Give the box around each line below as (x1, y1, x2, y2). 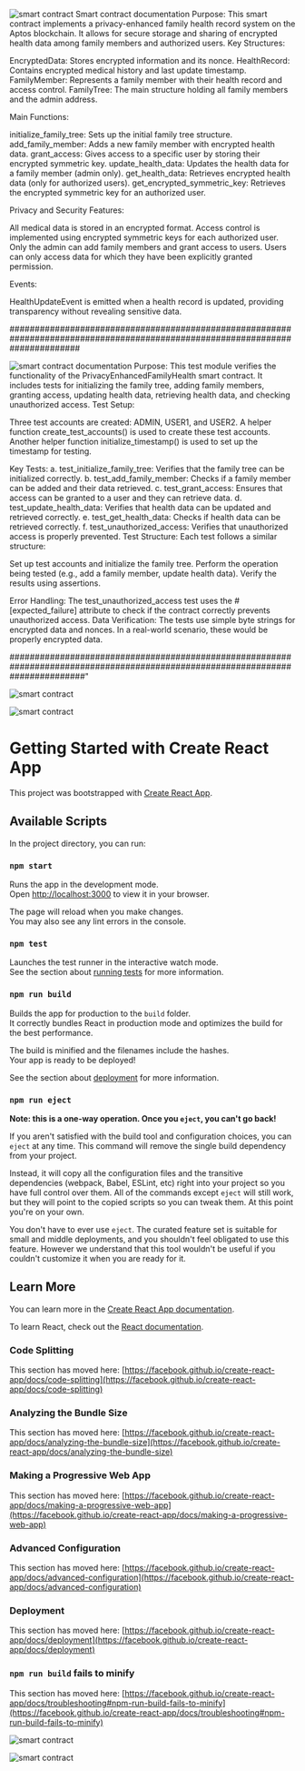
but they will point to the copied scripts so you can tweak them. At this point (9, 1196, 293, 1207)
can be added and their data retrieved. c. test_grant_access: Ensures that (9, 483, 283, 493)
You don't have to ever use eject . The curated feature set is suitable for (9, 1223, 278, 1234)
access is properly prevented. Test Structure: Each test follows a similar (9, 531, 278, 541)
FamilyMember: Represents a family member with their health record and (9, 75, 283, 86)
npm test (9, 938, 48, 949)
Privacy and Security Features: (9, 205, 124, 216)
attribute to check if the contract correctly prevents (78, 605, 271, 616)
